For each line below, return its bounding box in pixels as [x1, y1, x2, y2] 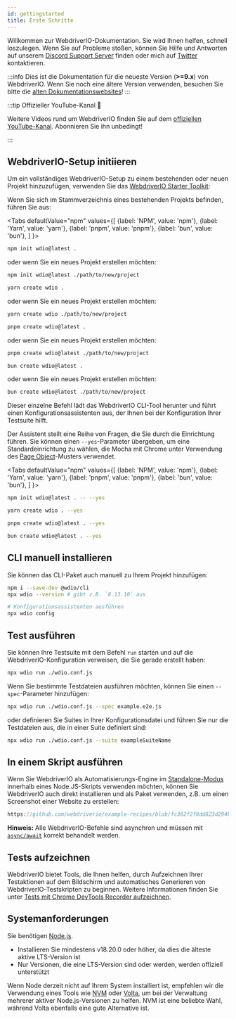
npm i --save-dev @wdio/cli [7, 584, 90, 591]
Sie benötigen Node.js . [7, 931, 74, 940]
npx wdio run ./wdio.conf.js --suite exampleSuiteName [7, 736, 171, 744]
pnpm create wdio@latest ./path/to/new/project [7, 350, 150, 357]
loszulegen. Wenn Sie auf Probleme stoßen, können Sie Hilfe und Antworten [7, 44, 228, 52]
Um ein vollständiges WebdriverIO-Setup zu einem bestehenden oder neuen [7, 174, 229, 183]
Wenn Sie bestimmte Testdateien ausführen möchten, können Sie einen [7, 681, 214, 690]
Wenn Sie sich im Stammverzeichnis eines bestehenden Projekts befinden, [7, 196, 223, 204]
